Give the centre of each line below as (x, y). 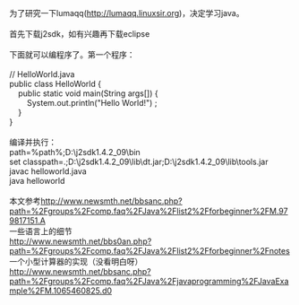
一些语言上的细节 (41, 231)
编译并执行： (33, 142)
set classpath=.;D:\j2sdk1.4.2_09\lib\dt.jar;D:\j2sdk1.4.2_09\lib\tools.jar (139, 161)
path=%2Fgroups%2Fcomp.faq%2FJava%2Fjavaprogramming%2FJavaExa (149, 281)
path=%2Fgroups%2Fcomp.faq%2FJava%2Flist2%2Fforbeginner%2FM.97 (149, 211)
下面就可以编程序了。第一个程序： (72, 55)
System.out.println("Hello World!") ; (92, 103)
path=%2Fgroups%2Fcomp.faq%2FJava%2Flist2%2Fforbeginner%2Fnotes (150, 251)
